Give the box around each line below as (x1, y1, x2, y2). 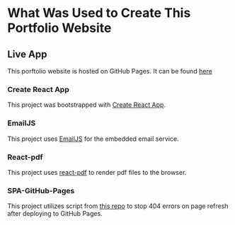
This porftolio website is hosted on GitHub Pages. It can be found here (7, 67, 212, 75)
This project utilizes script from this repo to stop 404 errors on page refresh (7, 202, 229, 210)
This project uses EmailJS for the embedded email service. (7, 134, 179, 143)
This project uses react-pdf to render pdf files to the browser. (7, 168, 187, 176)
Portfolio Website (7, 20, 112, 36)
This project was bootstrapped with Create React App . (7, 100, 166, 109)
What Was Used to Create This (7, 5, 191, 21)
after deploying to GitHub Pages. (7, 209, 103, 218)
